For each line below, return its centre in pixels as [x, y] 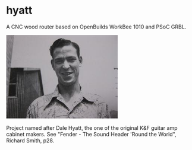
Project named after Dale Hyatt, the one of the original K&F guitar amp [92, 127]
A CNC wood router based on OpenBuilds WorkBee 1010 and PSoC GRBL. [96, 27]
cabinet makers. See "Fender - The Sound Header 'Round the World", [91, 134]
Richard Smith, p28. [30, 141]
